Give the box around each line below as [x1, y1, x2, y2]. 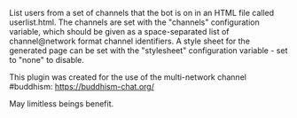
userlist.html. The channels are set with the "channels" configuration [9, 17, 260, 28]
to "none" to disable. [9, 55, 84, 65]
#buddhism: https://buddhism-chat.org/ [9, 82, 155, 91]
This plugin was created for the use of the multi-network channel [9, 72, 246, 83]
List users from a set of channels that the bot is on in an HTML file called [9, 8, 275, 18]
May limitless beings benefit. [9, 98, 114, 109]
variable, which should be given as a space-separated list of [9, 27, 230, 36]
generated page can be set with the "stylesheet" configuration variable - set [9, 45, 288, 56]
